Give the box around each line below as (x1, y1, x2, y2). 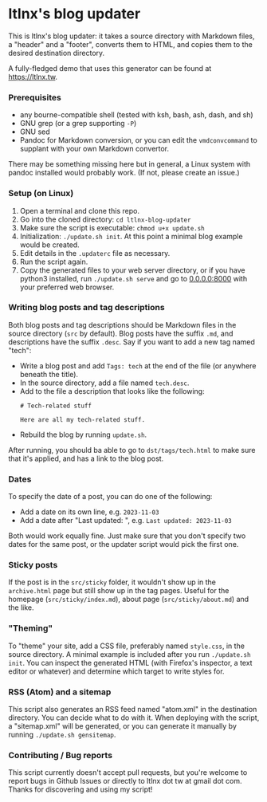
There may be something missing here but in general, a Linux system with (8, 159, 251, 169)
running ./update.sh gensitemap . (8, 730, 116, 740)
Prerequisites (8, 92, 61, 103)
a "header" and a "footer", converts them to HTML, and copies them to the (8, 39, 253, 49)
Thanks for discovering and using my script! (8, 784, 153, 794)
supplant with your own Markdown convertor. (19, 144, 170, 154)
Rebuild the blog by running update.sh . (19, 430, 147, 439)
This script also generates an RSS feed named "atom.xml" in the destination (8, 705, 257, 714)
